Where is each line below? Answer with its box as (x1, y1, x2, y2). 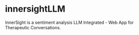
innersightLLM (5, 3, 65, 15)
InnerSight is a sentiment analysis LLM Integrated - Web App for (5, 19, 134, 25)
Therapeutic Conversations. (5, 24, 61, 30)
